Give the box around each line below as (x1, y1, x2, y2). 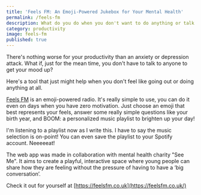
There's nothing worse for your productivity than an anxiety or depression (6, 54, 189, 60)
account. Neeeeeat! (6, 140, 55, 146)
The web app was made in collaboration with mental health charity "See (6, 151, 184, 158)
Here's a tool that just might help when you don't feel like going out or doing (6, 78, 194, 85)
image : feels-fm (6, 31, 47, 37)
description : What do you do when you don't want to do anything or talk (6, 20, 195, 26)
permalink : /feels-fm (6, 14, 61, 20)
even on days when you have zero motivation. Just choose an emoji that (6, 102, 185, 109)
